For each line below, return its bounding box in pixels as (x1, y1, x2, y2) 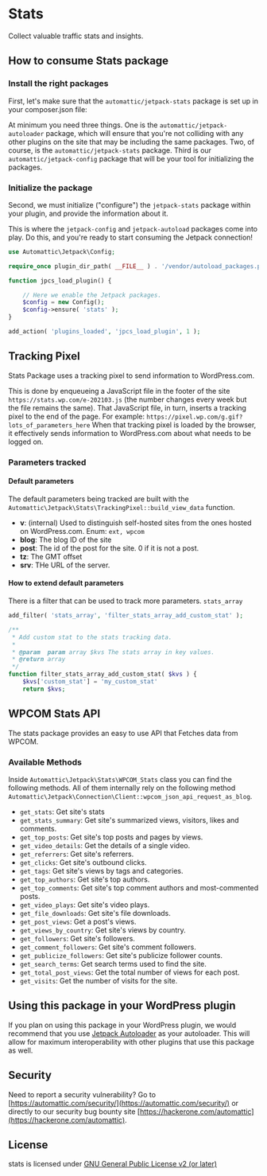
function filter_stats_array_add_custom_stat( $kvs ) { (8, 670, 197, 679)
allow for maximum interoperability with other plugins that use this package (8, 1037, 254, 1046)
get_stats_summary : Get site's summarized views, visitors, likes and (19, 815, 240, 824)
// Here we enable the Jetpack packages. (22, 291, 161, 299)
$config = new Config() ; (22, 298, 105, 306)
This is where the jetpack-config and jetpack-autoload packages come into (8, 224, 258, 233)
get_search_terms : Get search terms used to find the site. (19, 959, 207, 968)
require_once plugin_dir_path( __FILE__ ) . (8, 262, 158, 271)
